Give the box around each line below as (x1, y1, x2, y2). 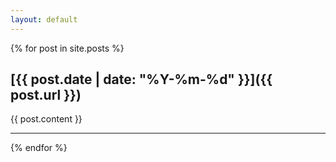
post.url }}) (10, 87, 82, 104)
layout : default (10, 14, 78, 25)
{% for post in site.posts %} (10, 42, 125, 54)
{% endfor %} (10, 142, 68, 154)
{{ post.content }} (10, 113, 83, 125)
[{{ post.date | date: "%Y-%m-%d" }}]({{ (10, 71, 273, 88)
